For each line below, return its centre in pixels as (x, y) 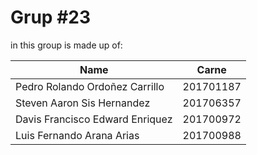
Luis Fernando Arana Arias (77, 135)
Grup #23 (51, 17)
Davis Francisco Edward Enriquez (94, 119)
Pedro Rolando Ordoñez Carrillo (90, 86)
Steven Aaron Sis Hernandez (83, 103)
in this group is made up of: (66, 45)
